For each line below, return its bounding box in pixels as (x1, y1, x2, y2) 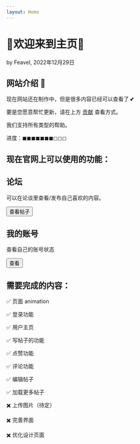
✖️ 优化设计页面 (6, 431, 44, 439)
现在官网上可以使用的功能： (6, 154, 111, 164)
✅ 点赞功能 (6, 349, 34, 357)
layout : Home (6, 9, 40, 15)
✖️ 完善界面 (6, 417, 34, 424)
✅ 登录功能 (6, 311, 34, 318)
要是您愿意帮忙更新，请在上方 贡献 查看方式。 (6, 108, 122, 116)
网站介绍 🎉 (6, 78, 46, 89)
